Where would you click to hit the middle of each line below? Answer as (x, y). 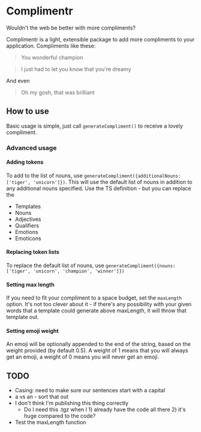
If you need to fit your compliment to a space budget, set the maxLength (94, 298)
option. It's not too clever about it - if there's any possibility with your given (99, 304)
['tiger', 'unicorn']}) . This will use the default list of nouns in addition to (99, 182)
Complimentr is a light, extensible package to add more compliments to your (100, 39)
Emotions (26, 232)
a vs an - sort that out (42, 397)
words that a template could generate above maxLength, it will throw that (97, 310)
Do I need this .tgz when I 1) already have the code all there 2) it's (105, 410)
